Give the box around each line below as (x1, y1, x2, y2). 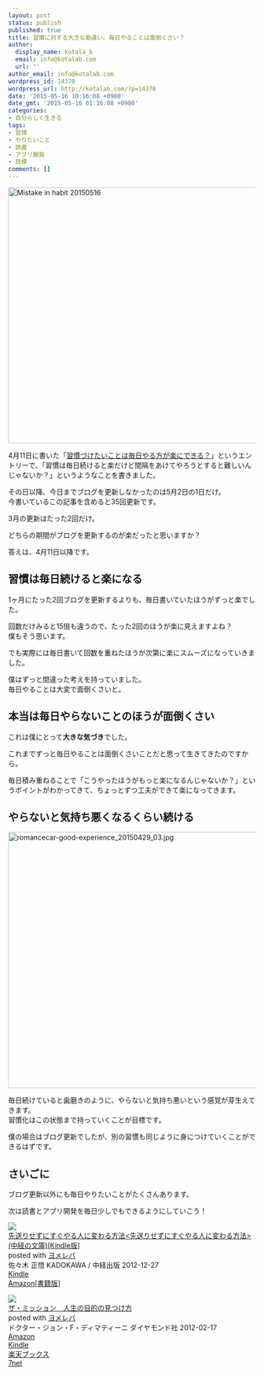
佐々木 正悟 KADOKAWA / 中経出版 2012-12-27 (8, 1261, 159, 1270)
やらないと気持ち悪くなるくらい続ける (8, 810, 194, 824)
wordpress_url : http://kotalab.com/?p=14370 (8, 84, 156, 93)
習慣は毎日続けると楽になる (8, 573, 143, 586)
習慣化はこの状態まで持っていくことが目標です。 (8, 1115, 166, 1125)
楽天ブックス (8, 1350, 49, 1359)
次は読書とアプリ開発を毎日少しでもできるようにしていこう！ (8, 1206, 207, 1216)
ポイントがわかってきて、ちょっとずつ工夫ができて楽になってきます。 (14, 785, 240, 795)
